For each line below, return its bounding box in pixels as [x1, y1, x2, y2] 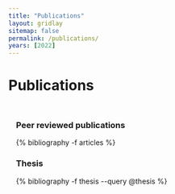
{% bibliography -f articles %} [15, 138, 116, 147]
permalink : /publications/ [8, 34, 99, 43]
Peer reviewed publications [15, 119, 126, 130]
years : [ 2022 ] [8, 42, 56, 50]
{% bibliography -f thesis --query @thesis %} [15, 176, 168, 186]
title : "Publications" [8, 11, 85, 20]
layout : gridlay [8, 19, 63, 27]
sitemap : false [8, 27, 60, 35]
